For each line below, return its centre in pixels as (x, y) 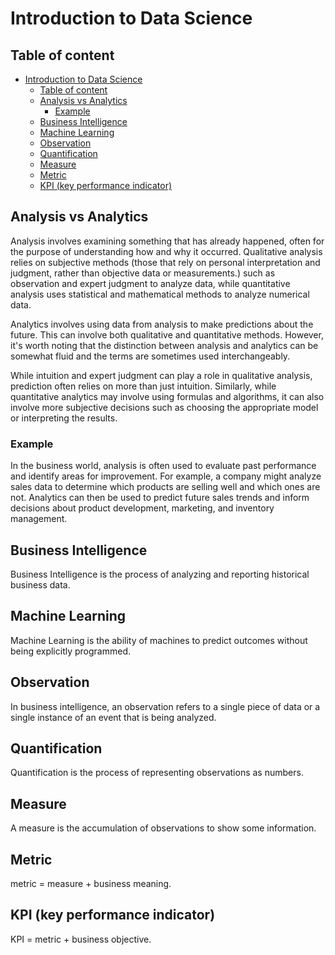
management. (39, 519)
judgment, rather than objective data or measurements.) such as (143, 273)
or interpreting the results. (64, 418)
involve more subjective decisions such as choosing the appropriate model (164, 407)
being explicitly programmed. (71, 651)
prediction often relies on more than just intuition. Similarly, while (143, 386)
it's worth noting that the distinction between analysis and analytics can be (164, 345)
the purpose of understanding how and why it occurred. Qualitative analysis (166, 251)
